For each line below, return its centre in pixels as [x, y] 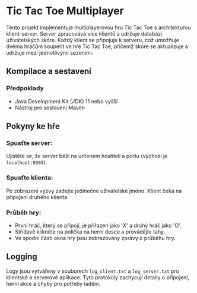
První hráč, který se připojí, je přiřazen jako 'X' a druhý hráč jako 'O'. [98, 225]
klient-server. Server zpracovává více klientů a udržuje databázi [84, 33]
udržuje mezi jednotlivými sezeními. [50, 52]
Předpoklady [25, 89]
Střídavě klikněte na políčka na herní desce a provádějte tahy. [90, 231]
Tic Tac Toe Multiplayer [65, 11]
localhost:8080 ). [27, 162]
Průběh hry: [24, 212]
